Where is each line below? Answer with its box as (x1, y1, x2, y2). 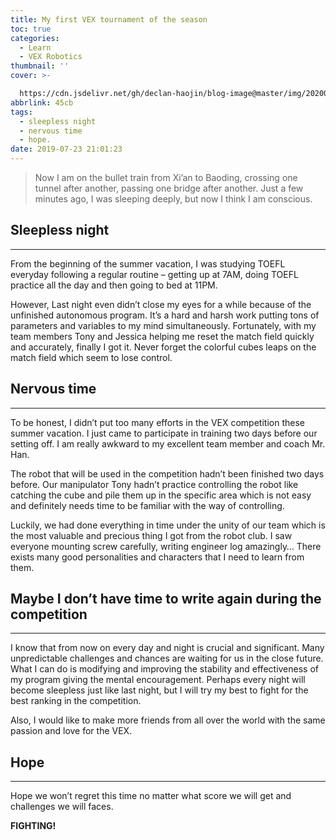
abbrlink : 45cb (10, 97, 74, 108)
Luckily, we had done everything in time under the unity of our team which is (10, 519, 326, 531)
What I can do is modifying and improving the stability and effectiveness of (10, 663, 320, 675)
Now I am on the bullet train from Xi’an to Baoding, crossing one (34, 172, 298, 183)
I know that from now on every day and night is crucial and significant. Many (10, 642, 325, 654)
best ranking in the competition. (10, 695, 142, 707)
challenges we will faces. (10, 801, 114, 813)
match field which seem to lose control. (10, 351, 173, 363)
